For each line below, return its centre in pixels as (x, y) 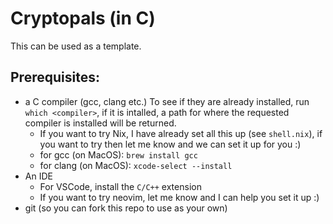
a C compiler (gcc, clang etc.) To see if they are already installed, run (167, 101)
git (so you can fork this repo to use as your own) (126, 208)
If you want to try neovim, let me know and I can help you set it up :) (179, 197)
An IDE (38, 176)
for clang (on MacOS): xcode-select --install (136, 165)
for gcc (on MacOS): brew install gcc (118, 154)
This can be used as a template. (76, 46)
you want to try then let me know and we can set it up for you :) (170, 144)
